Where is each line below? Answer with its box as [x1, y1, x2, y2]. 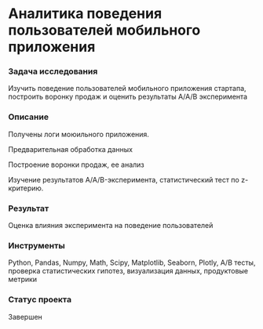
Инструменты [8, 240, 65, 251]
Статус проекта [8, 295, 72, 305]
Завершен [8, 312, 43, 321]
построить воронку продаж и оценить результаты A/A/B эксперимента [8, 92, 248, 102]
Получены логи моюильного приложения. [8, 129, 149, 139]
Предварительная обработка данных [8, 144, 133, 154]
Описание [8, 111, 49, 122]
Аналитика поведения [8, 5, 163, 23]
